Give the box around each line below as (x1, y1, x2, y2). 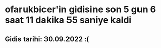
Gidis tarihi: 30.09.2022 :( (5, 35, 89, 43)
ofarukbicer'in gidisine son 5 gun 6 (5, 4, 156, 15)
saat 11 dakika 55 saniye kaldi (5, 14, 132, 26)
